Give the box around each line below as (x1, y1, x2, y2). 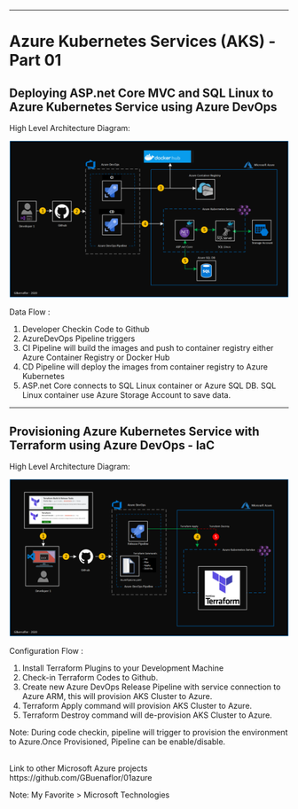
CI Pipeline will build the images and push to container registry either (21, 343, 274, 354)
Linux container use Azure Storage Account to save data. (21, 390, 231, 401)
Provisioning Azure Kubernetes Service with (9, 424, 260, 439)
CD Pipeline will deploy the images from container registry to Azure (21, 362, 269, 372)
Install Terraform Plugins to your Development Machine (21, 662, 224, 673)
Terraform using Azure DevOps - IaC (9, 438, 216, 453)
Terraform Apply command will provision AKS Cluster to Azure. (21, 700, 253, 711)
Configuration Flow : (9, 645, 84, 656)
